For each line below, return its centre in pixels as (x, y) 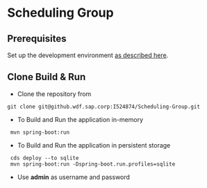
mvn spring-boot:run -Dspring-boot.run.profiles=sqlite (93, 164)
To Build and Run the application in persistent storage (94, 145)
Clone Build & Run (47, 77)
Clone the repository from (54, 94)
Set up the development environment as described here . (88, 55)
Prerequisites (37, 39)
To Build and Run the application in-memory (80, 119)
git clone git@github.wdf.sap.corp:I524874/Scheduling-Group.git (104, 107)
